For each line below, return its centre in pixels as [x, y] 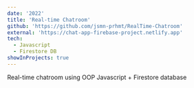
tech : [15, 39]
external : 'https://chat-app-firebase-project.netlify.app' [95, 32]
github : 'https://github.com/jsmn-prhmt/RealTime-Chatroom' [95, 26]
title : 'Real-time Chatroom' [49, 20]
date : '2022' [26, 13]
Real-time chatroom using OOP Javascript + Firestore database [97, 77]
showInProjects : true [38, 58]
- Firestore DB [35, 52]
